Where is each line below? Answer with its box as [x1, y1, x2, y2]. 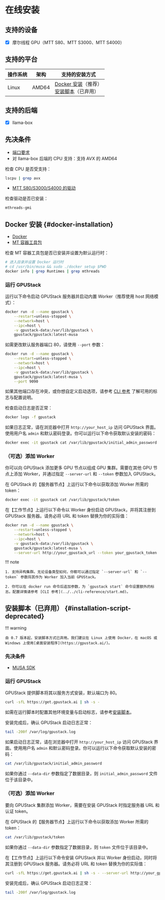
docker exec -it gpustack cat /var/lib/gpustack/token [5, 497, 120, 503]
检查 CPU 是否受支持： [5, 166, 52, 172]
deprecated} [5, 612, 45, 620]
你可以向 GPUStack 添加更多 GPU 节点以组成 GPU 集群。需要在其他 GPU [5, 465, 152, 471]
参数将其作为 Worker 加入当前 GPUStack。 [20, 575, 98, 580]
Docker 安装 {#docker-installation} [5, 220, 114, 228]
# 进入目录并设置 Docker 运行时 [5, 260, 64, 265]
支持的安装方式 [61, 71, 96, 78]
